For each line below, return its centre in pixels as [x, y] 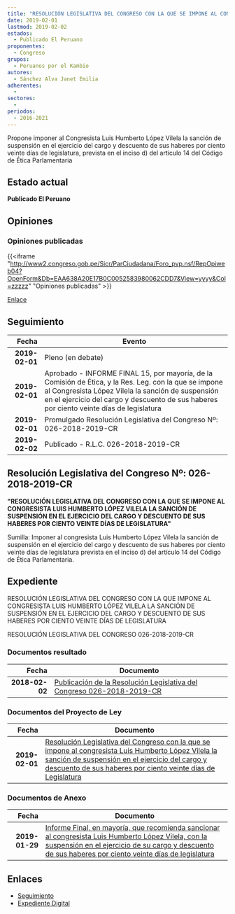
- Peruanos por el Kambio [51, 66]
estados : [20, 33]
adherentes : [24, 85]
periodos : [22, 111]
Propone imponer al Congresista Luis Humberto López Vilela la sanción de [114, 138]
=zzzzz [18, 286]
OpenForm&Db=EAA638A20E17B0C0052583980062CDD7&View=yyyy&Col [116, 279]
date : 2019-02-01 [33, 20]
